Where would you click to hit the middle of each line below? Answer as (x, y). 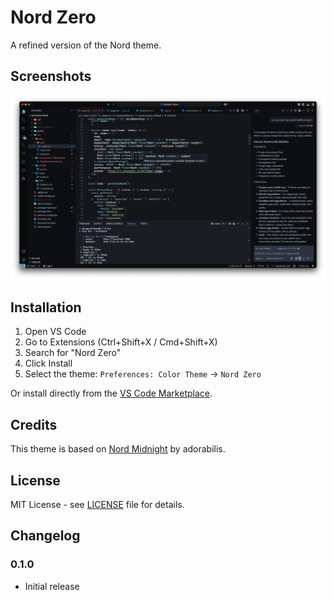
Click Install (48, 363)
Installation (46, 307)
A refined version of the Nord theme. (86, 45)
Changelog (45, 536)
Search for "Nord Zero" (73, 353)
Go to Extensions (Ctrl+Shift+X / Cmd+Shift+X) (121, 342)
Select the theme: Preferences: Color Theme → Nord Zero (143, 374)
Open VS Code (55, 332)
